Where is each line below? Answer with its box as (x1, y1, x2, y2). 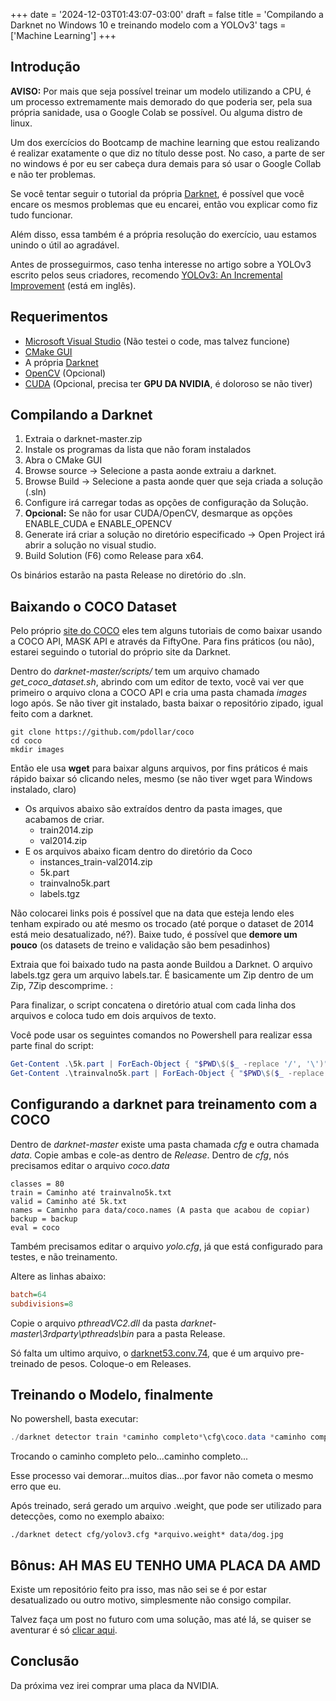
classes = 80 (10, 1179, 65, 1189)
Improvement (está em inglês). (10, 279, 137, 291)
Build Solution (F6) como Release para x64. (24, 550, 204, 562)
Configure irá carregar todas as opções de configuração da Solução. (24, 497, 309, 509)
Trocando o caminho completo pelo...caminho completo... (10, 1450, 249, 1463)
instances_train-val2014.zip (39, 856, 153, 868)
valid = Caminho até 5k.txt (10, 1196, 128, 1206)
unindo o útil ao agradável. (10, 239, 120, 251)
